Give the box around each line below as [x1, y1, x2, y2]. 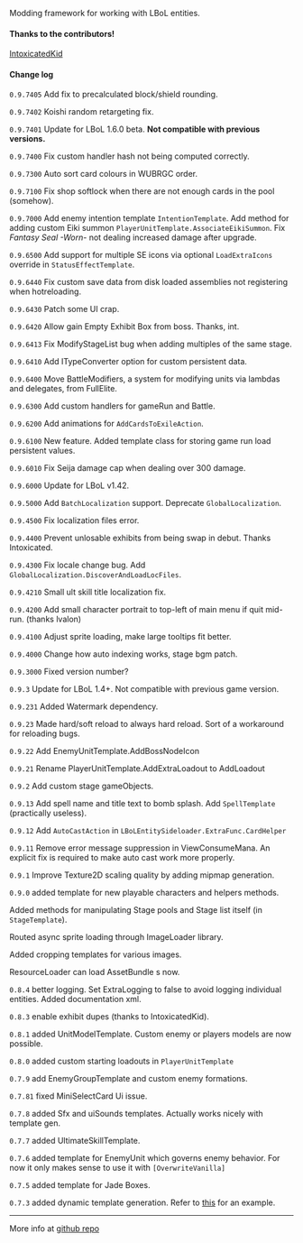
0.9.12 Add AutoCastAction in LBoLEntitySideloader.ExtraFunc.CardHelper [9, 825, 287, 836]
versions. [9, 134, 46, 144]
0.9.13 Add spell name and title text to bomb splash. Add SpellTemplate [9, 798, 276, 809]
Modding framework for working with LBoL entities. [9, 8, 200, 18]
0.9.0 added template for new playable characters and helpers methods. [9, 888, 280, 898]
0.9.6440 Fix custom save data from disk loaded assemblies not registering [9, 277, 289, 288]
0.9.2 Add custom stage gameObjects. [9, 780, 154, 792]
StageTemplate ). [9, 915, 68, 925]
